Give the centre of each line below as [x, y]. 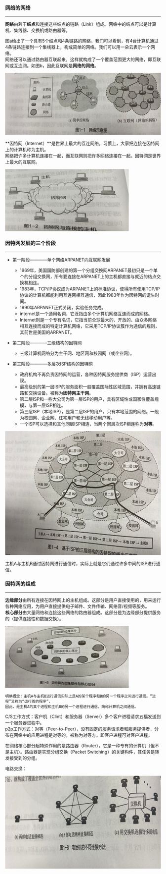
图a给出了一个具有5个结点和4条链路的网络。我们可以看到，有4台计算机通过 [82, 41]
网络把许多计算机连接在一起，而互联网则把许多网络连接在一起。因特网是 [79, 156]
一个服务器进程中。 [25, 722]
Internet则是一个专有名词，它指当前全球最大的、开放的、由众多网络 [88, 320]
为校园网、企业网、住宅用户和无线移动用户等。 [67, 418]
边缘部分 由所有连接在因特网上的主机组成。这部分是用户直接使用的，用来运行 [83, 600]
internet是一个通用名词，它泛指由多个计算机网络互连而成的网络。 [86, 314]
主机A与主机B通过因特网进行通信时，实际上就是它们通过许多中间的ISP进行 [81, 563]
